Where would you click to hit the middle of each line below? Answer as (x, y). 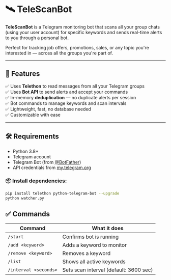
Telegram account (32, 157)
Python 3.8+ (26, 151)
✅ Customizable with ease (33, 115)
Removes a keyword (87, 254)
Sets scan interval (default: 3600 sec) (108, 270)
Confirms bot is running (91, 237)
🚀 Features (23, 74)
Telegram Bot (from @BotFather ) (47, 162)
